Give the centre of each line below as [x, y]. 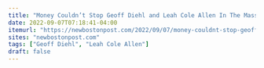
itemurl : [22, 30]
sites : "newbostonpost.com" [54, 37]
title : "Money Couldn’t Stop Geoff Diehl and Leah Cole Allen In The [125, 15]
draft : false [29, 52]
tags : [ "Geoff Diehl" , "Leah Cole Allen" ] [79, 45]
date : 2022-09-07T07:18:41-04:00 [63, 23]
